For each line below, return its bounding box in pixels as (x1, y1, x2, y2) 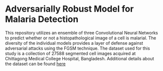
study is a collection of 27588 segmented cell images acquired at (5, 50, 136, 56)
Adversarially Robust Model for (5, 3, 134, 15)
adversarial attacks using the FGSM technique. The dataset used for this (5, 45, 150, 51)
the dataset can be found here (5, 61, 66, 67)
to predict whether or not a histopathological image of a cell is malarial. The (5, 35, 157, 41)
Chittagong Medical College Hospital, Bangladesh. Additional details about (5, 55, 154, 61)
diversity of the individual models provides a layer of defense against (5, 40, 144, 46)
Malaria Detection (5, 14, 79, 25)
